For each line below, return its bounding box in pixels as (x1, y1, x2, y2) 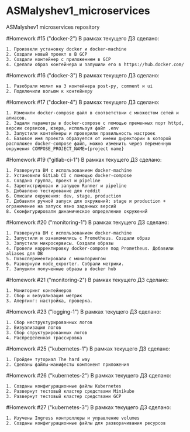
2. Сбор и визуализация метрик (6, 292, 82, 298)
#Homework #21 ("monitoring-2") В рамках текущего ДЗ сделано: (6, 276, 169, 283)
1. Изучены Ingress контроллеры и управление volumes (6, 415, 140, 421)
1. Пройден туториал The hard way (6, 356, 91, 362)
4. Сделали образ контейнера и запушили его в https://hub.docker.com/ (6, 62, 184, 67)
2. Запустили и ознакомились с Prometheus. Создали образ (6, 235, 150, 241)
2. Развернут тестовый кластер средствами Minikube (6, 388, 134, 394)
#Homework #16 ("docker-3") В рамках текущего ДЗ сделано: (6, 72, 160, 79)
